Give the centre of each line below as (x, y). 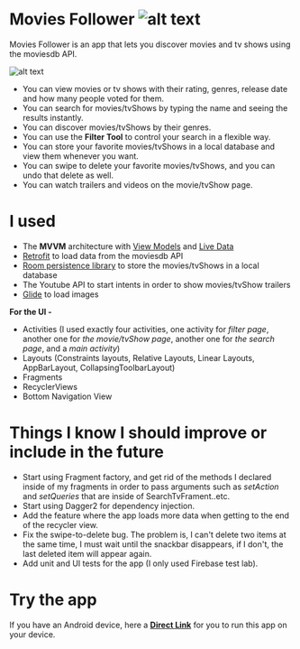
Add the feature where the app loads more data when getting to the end (156, 515)
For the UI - (31, 311)
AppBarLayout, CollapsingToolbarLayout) (99, 367)
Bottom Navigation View (67, 396)
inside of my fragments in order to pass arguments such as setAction (150, 487)
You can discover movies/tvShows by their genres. (117, 127)
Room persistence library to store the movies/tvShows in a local (141, 265)
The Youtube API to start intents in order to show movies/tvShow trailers (156, 284)
